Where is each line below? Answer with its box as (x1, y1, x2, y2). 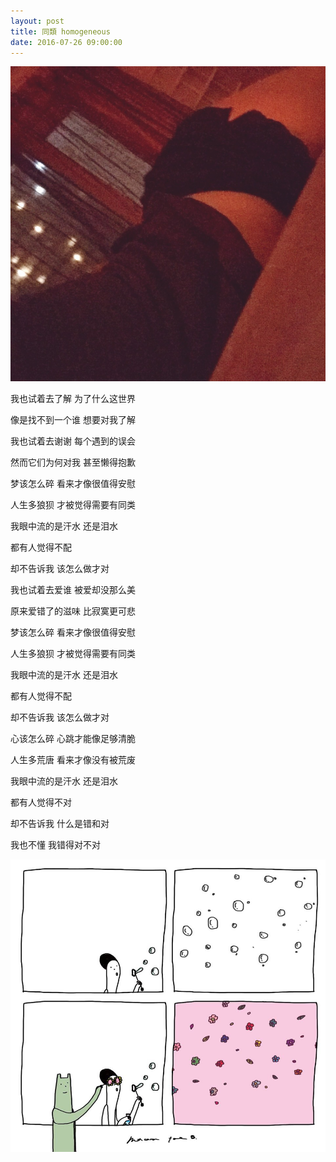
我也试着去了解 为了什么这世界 (10, 393, 136, 405)
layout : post (10, 16, 65, 26)
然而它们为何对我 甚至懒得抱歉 (10, 456, 136, 469)
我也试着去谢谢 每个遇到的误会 (10, 435, 136, 447)
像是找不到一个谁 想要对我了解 (10, 414, 136, 426)
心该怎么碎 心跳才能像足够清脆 (10, 733, 136, 745)
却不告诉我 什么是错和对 (10, 818, 110, 830)
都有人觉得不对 (10, 796, 72, 809)
